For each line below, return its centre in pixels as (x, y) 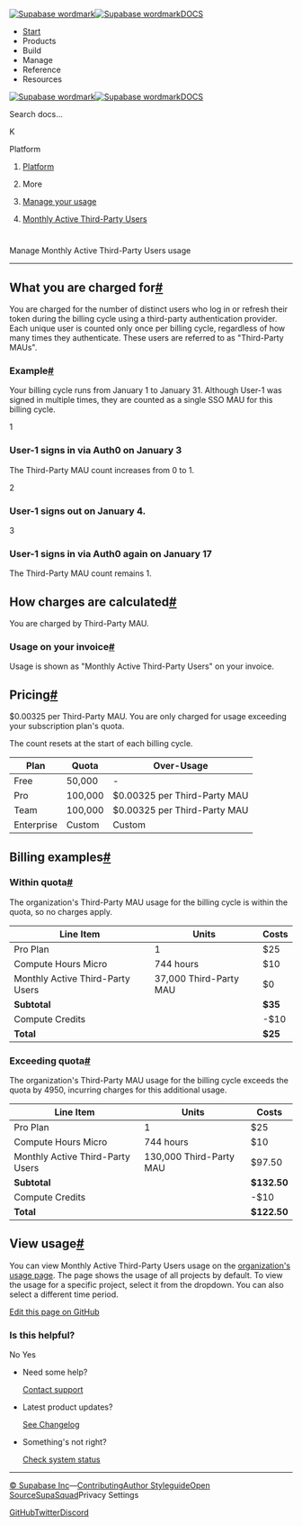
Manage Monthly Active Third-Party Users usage (100, 251)
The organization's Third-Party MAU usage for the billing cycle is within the (149, 902)
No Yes (22, 1355)
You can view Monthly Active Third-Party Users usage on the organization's (150, 1266)
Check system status (61, 1459)
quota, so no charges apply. (61, 911)
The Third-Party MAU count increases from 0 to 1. (102, 470)
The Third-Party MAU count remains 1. (81, 573)
